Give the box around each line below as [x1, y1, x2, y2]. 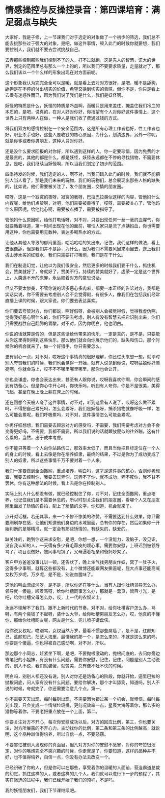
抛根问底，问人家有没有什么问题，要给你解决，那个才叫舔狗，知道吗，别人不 [5, 679, 160, 685]
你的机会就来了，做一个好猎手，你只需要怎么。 [9, 343, 104, 349]
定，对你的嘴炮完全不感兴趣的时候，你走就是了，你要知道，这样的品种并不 [5, 748, 156, 754]
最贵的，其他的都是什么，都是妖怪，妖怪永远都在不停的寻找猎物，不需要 [9, 154, 156, 160]
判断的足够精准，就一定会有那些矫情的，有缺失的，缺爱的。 [9, 526, 130, 532]
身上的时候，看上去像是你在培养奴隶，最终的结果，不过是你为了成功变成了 [9, 451, 160, 457]
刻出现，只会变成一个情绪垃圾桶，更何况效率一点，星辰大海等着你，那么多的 [5, 702, 160, 708]
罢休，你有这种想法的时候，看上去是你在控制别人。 [5, 480, 109, 486]
